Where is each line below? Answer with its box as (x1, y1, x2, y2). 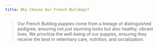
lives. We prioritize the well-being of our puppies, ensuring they (17, 31, 147, 37)
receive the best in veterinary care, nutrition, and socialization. (17, 36, 145, 42)
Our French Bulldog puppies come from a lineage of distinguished (17, 21, 152, 26)
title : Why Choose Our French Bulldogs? (5, 7, 90, 12)
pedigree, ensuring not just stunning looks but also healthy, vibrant (17, 25, 154, 32)
